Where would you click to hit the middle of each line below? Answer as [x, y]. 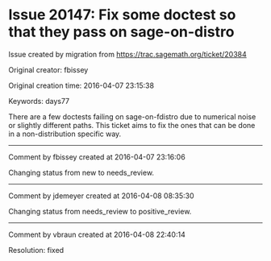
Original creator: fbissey [48, 69]
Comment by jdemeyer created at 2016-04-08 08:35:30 [102, 196]
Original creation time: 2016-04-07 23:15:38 [81, 85]
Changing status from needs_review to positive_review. [100, 211]
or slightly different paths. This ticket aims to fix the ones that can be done [132, 125]
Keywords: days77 [39, 101]
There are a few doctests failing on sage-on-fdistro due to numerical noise [132, 116]
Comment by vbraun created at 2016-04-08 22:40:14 [97, 234]
